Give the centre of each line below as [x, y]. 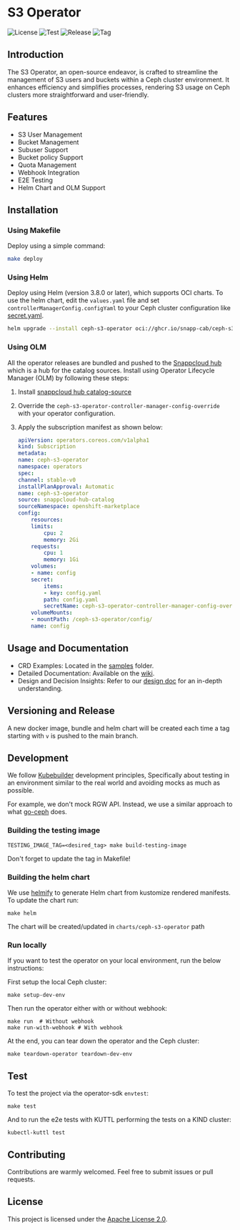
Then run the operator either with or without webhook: [87, 1008]
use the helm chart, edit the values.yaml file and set [84, 300]
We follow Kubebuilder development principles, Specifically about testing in [119, 775]
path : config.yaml [71, 600]
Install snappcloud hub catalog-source [75, 392]
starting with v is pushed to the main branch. [73, 735]
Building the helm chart [49, 877]
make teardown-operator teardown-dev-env [70, 1054]
